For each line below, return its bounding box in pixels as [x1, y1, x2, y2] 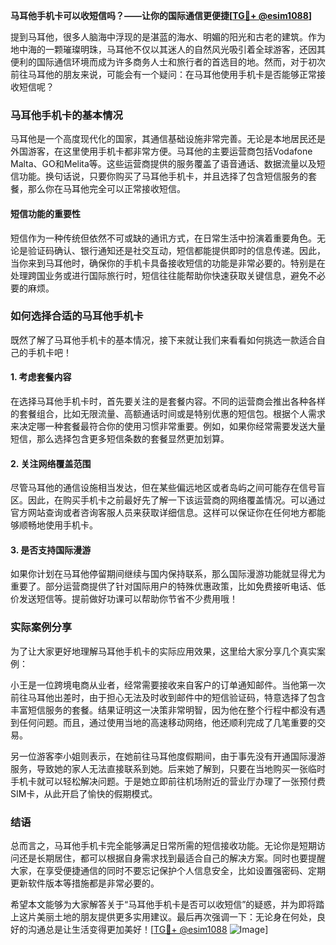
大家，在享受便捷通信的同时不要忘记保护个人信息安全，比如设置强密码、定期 [10, 865, 326, 876]
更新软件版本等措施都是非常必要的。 [10, 877, 160, 889]
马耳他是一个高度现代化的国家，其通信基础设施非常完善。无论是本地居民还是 [10, 133, 326, 145]
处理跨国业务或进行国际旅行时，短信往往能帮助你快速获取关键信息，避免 [10, 269, 308, 281]
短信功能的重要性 [10, 207, 81, 219]
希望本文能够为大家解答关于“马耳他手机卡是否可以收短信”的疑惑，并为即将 [10, 899, 317, 910]
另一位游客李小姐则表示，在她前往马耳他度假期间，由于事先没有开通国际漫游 [10, 750, 326, 762]
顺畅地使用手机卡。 [18, 519, 98, 531]
